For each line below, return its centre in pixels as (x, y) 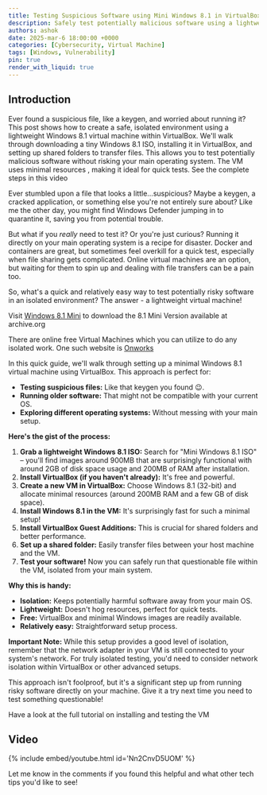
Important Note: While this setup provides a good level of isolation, (118, 642)
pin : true (25, 60)
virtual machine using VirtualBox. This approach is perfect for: (110, 371)
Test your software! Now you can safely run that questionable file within (139, 561)
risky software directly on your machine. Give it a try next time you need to (130, 690)
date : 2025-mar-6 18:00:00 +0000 (64, 38)
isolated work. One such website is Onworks (81, 347)
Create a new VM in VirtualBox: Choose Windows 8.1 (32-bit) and (128, 485)
